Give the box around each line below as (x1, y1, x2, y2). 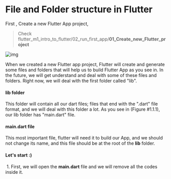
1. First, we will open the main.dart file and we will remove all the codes (6, 163, 158, 170)
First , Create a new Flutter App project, (5, 21, 89, 27)
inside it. (5, 169, 24, 175)
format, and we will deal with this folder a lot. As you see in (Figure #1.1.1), (5, 106, 160, 112)
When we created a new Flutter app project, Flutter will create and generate (5, 61, 165, 67)
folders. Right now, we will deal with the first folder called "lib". (5, 77, 137, 84)
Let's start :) (5, 152, 32, 158)
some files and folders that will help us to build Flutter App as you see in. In (5, 67, 164, 73)
